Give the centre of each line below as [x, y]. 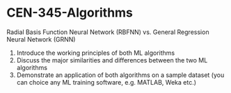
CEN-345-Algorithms [70, 13]
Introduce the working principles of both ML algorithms [96, 53]
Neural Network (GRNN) [41, 39]
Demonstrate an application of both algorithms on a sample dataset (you [120, 75]
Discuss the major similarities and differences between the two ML [112, 60]
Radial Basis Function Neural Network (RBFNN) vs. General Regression [108, 32]
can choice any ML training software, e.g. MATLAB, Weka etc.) [106, 82]
